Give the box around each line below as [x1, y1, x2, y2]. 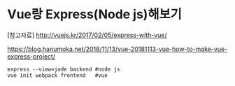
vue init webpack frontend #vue [7, 71, 108, 79]
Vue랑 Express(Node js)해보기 [7, 6, 182, 22]
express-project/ [7, 52, 56, 60]
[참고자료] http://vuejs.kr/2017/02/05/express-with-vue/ [7, 31, 168, 39]
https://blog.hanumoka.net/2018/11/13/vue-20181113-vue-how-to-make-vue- [7, 45, 228, 53]
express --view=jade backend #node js [7, 66, 120, 73]
